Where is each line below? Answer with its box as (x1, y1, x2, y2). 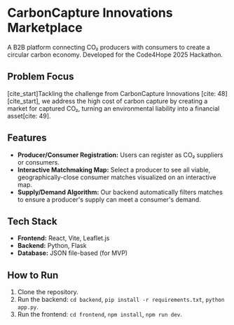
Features (7, 132, 47, 144)
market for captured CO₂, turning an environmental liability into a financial (7, 104, 220, 113)
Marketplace (7, 20, 83, 36)
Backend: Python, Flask (17, 242, 87, 250)
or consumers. (17, 158, 60, 166)
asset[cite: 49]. (7, 111, 51, 120)
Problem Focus (7, 71, 74, 83)
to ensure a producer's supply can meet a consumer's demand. (17, 195, 201, 204)
